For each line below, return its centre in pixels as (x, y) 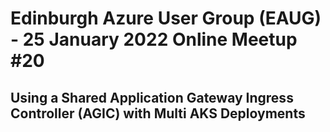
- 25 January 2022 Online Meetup (154, 39)
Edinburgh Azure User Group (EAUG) (166, 18)
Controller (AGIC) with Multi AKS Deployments (158, 113)
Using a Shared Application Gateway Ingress (152, 97)
